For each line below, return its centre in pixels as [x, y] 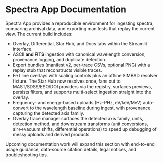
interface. [22, 49]
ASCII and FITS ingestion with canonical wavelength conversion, [79, 54]
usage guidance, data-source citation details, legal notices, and [71, 149]
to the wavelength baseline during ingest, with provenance [90, 108]
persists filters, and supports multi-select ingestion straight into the [82, 92]
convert [21, 108]
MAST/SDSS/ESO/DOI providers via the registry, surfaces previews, [82, 86]
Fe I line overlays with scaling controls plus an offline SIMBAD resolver [85, 75]
